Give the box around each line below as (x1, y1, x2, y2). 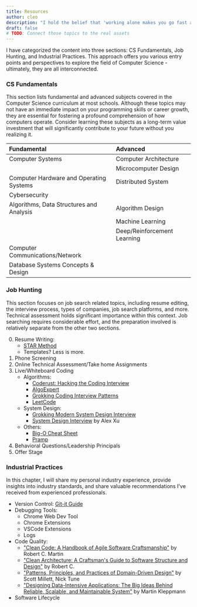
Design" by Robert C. (23, 563, 75, 570)
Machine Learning (116, 217, 166, 225)
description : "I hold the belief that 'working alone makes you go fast (6, 19, 188, 25)
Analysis (9, 208, 33, 216)
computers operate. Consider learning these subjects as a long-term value (6, 118, 186, 125)
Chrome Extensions (23, 519, 71, 526)
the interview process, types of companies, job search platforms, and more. (6, 306, 189, 313)
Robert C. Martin (23, 550, 63, 558)
